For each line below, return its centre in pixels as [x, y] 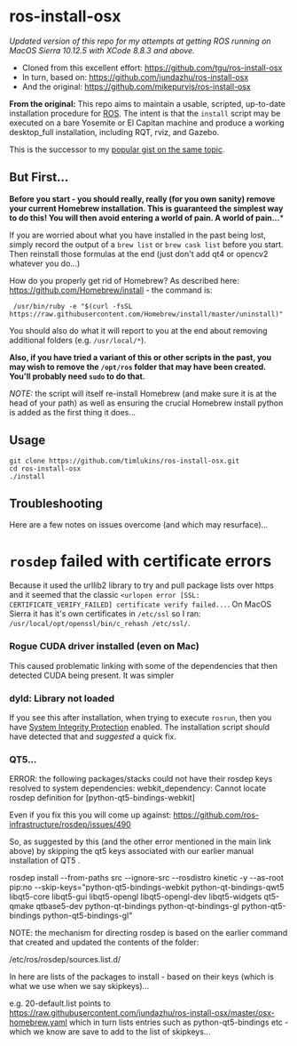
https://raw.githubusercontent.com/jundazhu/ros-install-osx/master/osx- [142, 1013]
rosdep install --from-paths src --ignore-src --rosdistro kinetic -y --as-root [146, 878]
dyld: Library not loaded [62, 698]
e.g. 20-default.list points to [60, 1003]
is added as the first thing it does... [72, 412]
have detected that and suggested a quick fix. [93, 736]
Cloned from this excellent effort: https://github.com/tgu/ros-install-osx [152, 68]
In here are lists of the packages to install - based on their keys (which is [142, 977]
